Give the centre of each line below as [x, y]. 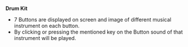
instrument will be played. [45, 38]
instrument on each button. [47, 26]
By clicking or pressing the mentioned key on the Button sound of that [98, 32]
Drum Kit [16, 8]
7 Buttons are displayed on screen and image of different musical [93, 19]
